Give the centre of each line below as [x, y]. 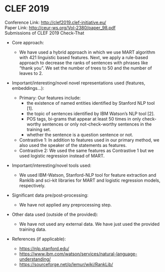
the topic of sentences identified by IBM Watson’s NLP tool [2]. [90, 113]
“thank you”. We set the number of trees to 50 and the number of [85, 68]
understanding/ [35, 259]
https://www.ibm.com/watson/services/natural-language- [78, 254]
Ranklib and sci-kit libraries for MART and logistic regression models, [90, 180]
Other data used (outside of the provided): [55, 214]
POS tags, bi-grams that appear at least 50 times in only [84, 119]
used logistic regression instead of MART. [62, 156]
